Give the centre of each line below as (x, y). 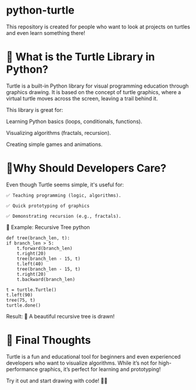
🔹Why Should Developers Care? (86, 168)
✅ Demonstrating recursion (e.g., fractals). (64, 216)
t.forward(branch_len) (45, 248)
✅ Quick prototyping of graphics (48, 206)
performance (22, 369)
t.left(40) (30, 264)
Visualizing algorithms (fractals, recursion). (59, 133)
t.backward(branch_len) (46, 279)
